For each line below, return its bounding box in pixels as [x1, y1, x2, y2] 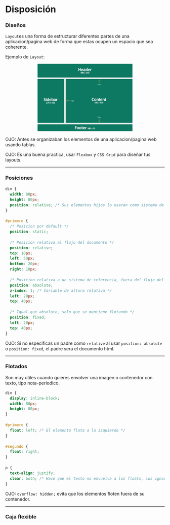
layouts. [5, 156, 22, 163]
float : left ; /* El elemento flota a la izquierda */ [10, 428, 125, 433]
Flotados [5, 363, 28, 370]
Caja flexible [5, 513, 37, 520]
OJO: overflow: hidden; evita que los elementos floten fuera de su [5, 490, 145, 497]
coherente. [5, 44, 28, 50]
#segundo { [5, 444, 28, 449]
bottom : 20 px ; [10, 261, 39, 267]
